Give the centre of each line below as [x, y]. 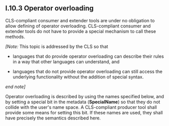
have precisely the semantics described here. [53, 118]
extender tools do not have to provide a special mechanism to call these [81, 31]
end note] [16, 87]
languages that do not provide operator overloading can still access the [88, 71]
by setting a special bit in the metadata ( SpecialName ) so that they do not [83, 102]
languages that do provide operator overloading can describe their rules [88, 56]
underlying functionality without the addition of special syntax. [78, 77]
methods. [15, 36]
